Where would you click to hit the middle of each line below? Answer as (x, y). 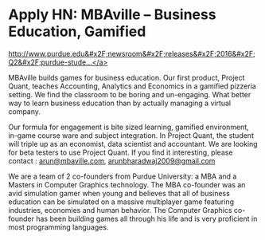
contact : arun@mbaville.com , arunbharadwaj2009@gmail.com (112, 160)
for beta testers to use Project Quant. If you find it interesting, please (121, 152)
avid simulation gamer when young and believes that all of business (119, 193)
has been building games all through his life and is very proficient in (146, 218)
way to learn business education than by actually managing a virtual (120, 103)
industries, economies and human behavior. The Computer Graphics (120, 210)
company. (25, 111)
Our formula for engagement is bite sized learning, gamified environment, (129, 127)
